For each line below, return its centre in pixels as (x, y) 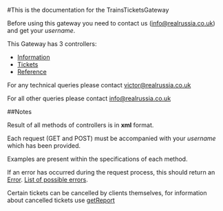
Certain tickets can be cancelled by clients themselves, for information (107, 193)
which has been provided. (44, 146)
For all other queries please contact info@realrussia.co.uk (89, 98)
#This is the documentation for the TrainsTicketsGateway (88, 10)
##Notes (20, 112)
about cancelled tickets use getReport (61, 200)
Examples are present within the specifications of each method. (97, 159)
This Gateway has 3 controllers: (52, 44)
